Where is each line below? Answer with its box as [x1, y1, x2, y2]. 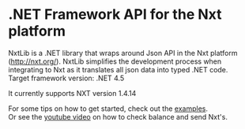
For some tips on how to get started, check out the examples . [8, 104, 208, 113]
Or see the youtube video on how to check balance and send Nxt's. [8, 112, 228, 121]
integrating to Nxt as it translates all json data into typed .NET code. [8, 64, 228, 74]
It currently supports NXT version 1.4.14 [8, 88, 137, 98]
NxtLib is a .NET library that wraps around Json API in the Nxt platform [8, 48, 239, 57]
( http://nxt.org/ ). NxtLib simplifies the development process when [8, 57, 222, 66]
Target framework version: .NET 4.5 [8, 73, 125, 83]
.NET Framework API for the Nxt [8, 6, 222, 24]
